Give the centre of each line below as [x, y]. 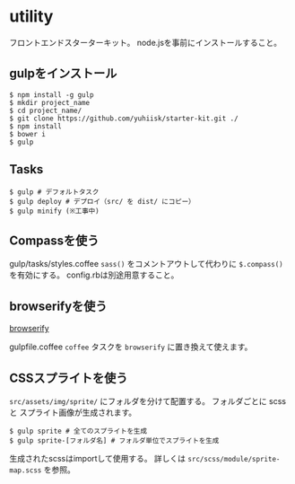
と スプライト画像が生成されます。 [73, 412]
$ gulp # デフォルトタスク [54, 192]
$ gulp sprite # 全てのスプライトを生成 [78, 431]
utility [31, 17]
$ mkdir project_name [50, 102]
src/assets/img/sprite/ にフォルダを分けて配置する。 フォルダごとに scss [148, 401]
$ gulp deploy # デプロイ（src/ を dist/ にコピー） [102, 201]
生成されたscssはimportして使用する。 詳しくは [98, 458]
